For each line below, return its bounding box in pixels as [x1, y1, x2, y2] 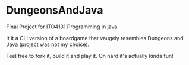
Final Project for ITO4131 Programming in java [6, 23, 118, 30]
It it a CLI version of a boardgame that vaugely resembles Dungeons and [6, 34, 184, 41]
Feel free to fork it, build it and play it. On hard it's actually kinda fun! [6, 52, 174, 59]
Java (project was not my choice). [6, 41, 90, 48]
